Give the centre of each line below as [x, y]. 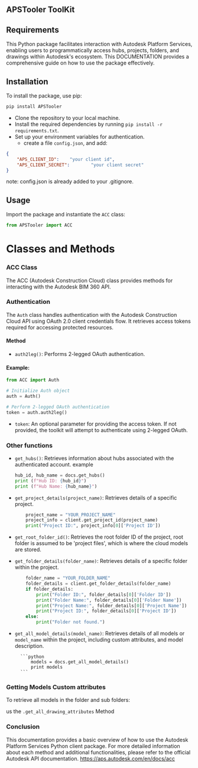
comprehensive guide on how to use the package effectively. [80, 63]
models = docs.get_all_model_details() [79, 662]
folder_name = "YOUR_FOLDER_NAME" [68, 578]
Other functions [30, 445]
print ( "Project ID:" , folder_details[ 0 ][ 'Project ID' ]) [106, 611]
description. [29, 646]
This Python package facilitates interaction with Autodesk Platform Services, [99, 44]
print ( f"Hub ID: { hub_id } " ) [51, 481]
